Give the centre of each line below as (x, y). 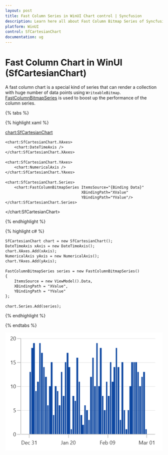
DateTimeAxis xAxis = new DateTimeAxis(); (50, 246)
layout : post (19, 11)
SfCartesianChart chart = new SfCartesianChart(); (59, 241)
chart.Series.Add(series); (33, 306)
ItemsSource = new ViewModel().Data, (53, 281)
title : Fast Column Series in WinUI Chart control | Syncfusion (73, 16)
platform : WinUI (22, 27)
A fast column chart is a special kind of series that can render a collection (81, 87)
